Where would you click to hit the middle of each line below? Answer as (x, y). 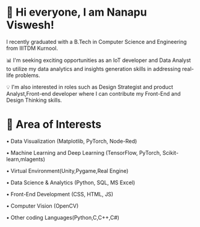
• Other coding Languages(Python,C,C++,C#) (63, 217)
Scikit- (170, 152)
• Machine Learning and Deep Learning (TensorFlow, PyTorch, (84, 152)
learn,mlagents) (26, 159)
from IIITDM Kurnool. (32, 48)
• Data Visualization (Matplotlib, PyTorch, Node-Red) (72, 141)
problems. (27, 75)
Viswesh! (30, 25)
